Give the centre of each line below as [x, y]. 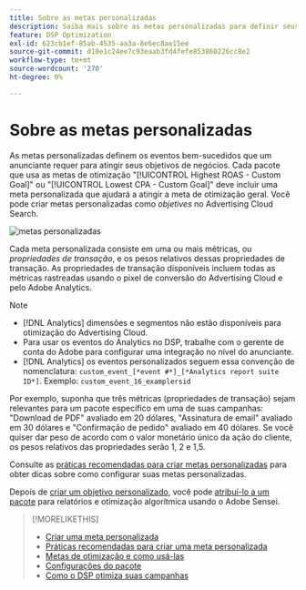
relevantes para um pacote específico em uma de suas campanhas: [137, 408]
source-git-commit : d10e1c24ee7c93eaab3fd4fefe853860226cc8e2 [130, 52]
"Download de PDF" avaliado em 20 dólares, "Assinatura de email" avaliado [151, 417]
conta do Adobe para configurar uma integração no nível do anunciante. [158, 351]
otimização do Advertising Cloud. [85, 332]
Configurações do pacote [93, 565]
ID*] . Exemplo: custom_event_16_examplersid [107, 381]
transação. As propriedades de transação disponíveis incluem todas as [143, 268]
